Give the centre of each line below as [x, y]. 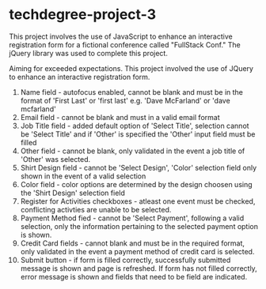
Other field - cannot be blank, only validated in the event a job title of [133, 151]
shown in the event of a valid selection [83, 176]
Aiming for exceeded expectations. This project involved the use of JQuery [131, 68]
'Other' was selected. [55, 159]
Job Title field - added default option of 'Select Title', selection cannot [135, 126]
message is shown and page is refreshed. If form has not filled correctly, [139, 268]
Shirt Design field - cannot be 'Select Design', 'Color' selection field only [139, 167]
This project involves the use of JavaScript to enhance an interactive [121, 36]
